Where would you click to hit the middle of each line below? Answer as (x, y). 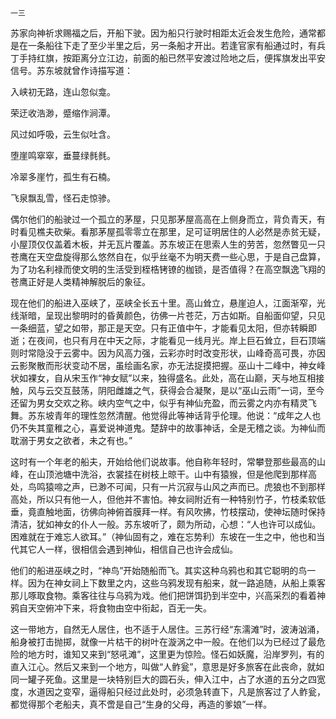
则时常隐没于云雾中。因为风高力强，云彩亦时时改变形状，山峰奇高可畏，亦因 (168, 353)
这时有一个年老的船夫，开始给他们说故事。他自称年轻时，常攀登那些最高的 (163, 461)
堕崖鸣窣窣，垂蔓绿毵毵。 (63, 155)
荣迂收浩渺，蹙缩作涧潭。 (63, 113)
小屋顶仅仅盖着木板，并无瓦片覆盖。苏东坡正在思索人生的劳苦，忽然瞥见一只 (168, 244)
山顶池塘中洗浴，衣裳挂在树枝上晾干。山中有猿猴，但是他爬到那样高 (176, 474)
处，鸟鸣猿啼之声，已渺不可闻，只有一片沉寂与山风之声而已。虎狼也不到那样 (168, 486)
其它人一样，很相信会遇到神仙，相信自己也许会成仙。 (128, 549)
